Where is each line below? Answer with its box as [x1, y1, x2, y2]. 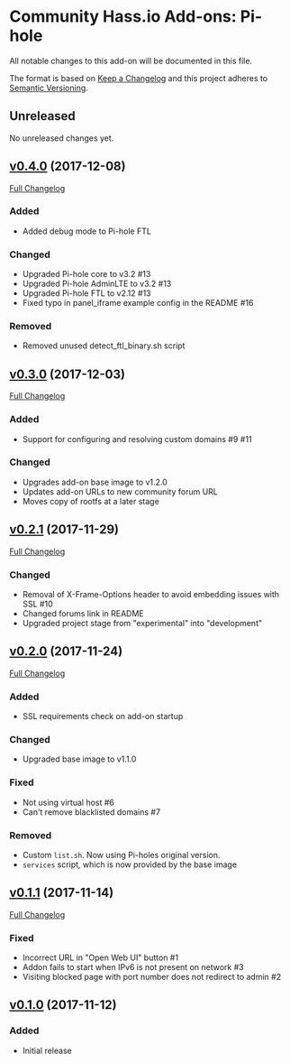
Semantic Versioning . [9, 82, 88, 93]
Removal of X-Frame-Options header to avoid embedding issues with [22, 588, 280, 599]
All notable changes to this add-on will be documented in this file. [9, 55, 253, 66]
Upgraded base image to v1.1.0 [22, 753, 137, 764]
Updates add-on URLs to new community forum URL [22, 485, 219, 497]
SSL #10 [22, 598, 54, 609]
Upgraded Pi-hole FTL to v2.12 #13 [22, 288, 151, 299]
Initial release [22, 1045, 72, 1056]
